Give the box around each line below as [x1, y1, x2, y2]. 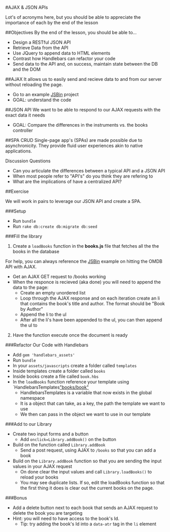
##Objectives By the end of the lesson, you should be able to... [5, 29, 137, 35]
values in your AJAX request [12, 463, 73, 469]
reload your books [20, 474, 58, 480]
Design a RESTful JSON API [12, 39, 71, 45]
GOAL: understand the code [12, 97, 72, 103]
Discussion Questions [5, 158, 51, 164]
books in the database [12, 249, 59, 254]
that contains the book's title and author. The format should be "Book [20, 301, 165, 307]
